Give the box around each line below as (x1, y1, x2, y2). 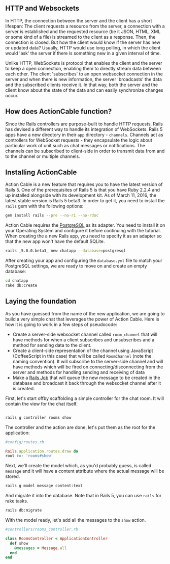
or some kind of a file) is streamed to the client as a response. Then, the (5, 34, 156, 40)
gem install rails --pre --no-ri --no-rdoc (5, 213, 99, 218)
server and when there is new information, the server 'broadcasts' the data (5, 76, 162, 82)
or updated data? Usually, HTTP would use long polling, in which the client (5, 44, 161, 50)
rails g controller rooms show (5, 415, 72, 420)
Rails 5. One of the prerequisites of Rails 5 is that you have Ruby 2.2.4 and (5, 187, 160, 193)
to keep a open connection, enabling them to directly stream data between (5, 65, 161, 71)
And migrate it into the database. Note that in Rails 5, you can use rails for (5, 493, 162, 499)
